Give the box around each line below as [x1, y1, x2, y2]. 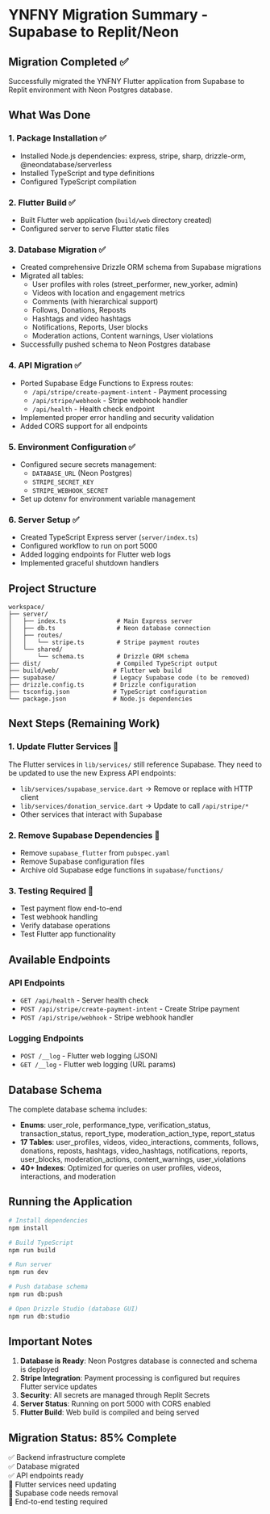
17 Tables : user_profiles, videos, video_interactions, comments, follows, [19, 1138, 260, 1147]
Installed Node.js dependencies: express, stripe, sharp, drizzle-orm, [19, 151, 247, 161]
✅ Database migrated [8, 1461, 80, 1471]
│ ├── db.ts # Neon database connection [8, 624, 211, 632]
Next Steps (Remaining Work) [8, 717, 160, 730]
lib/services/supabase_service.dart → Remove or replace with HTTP [19, 784, 254, 793]
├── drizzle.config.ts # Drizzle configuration [8, 680, 197, 688]
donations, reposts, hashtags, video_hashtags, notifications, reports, [19, 1146, 248, 1156]
